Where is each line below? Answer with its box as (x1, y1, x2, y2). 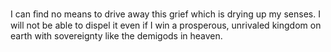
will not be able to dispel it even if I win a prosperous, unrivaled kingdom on (10, 19, 322, 31)
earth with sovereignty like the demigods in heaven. (10, 30, 223, 42)
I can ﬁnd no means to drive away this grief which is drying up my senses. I (10, 8, 321, 20)
